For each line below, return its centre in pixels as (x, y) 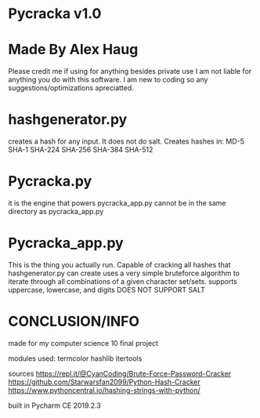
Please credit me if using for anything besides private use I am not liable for (130, 71)
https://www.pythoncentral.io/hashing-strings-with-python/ (105, 390)
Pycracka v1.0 (55, 14)
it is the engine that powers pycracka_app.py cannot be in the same (117, 203)
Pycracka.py (50, 182)
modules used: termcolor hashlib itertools (75, 358)
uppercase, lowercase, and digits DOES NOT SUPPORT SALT (107, 289)
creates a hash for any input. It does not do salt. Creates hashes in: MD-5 (126, 141)
